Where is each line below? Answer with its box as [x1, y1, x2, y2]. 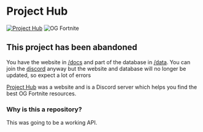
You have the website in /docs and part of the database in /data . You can [6, 58, 191, 65]
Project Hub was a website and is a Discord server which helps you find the [6, 83, 197, 90]
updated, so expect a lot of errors [6, 71, 91, 79]
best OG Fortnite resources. [6, 90, 77, 97]
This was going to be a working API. [6, 119, 98, 127]
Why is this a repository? [6, 105, 82, 114]
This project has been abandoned [6, 42, 138, 53]
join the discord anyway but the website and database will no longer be [6, 65, 186, 72]
